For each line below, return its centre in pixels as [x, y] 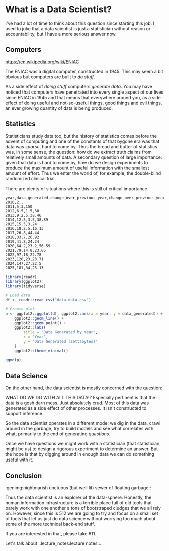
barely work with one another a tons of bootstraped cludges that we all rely [83, 508]
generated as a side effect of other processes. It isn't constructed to [76, 408]
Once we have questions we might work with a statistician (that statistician [82, 444]
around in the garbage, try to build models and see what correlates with [79, 429]
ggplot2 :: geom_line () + [39, 318]
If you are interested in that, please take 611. [51, 534]
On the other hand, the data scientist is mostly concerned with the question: [84, 388]
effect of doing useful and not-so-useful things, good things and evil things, [84, 103]
